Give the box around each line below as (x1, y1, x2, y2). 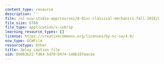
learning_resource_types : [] (5, 29, 64, 34)
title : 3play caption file (5, 47, 60, 52)
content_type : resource (5, 7, 54, 12)
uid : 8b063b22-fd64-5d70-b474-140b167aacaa (5, 51, 95, 57)
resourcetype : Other (5, 43, 47, 48)
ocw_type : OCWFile (5, 38, 42, 43)
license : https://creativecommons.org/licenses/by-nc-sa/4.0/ (5, 34, 134, 39)
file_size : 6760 (5, 20, 38, 26)
